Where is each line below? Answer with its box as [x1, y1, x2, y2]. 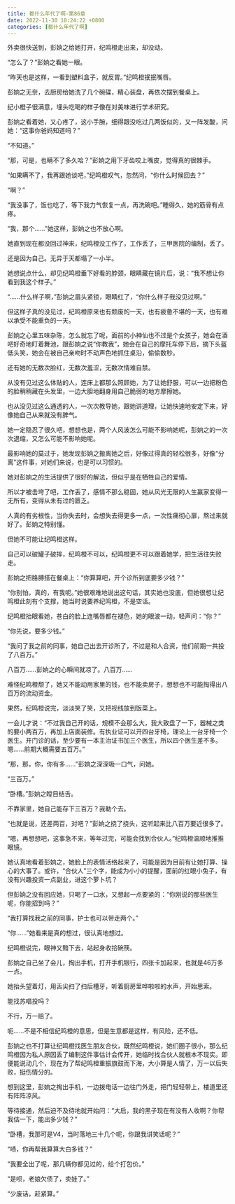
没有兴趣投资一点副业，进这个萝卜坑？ [7, 876, 117, 884]
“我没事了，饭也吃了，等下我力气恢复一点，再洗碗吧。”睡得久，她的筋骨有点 [7, 201, 225, 209]
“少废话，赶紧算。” [7, 1189, 59, 1198]
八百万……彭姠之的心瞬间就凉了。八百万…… [7, 666, 133, 674]
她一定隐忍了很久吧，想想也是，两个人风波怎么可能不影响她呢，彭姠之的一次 [7, 426, 228, 434]
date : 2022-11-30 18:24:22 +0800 [7, 17, 105, 24]
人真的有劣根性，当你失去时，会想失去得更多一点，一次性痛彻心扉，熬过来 [7, 512, 222, 520]
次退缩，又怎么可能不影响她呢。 [7, 435, 99, 443]
